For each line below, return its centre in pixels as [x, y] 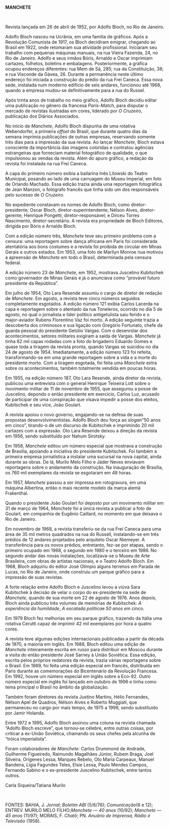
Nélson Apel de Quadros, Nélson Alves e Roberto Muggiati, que [71, 702]
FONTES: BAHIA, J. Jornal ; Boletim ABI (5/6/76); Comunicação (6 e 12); [79, 805]
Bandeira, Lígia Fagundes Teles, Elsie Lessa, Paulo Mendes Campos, [76, 765]
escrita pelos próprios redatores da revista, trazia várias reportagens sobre [83, 660]
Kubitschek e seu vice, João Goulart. [43, 405]
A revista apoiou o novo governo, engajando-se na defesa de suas [74, 415]
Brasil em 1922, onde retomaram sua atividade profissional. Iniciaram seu [81, 47]
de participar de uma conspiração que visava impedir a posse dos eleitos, [82, 399]
